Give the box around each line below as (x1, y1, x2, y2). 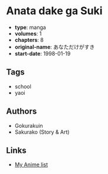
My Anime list (14, 161, 48, 168)
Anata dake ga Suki (6, 4, 103, 18)
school (14, 83, 31, 90)
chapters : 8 (14, 36, 44, 43)
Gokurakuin (14, 122, 43, 129)
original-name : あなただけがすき (14, 43, 95, 50)
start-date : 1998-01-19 (14, 50, 71, 57)
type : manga (14, 24, 46, 31)
